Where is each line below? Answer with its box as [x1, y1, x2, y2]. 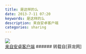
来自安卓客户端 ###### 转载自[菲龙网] [5, 44, 82, 50]
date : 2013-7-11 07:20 [5, 12, 51, 16]
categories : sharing [5, 25, 47, 30]
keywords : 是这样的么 [5, 16, 45, 21]
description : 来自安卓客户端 [5, 20, 59, 26]
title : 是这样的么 [5, 7, 39, 12]
